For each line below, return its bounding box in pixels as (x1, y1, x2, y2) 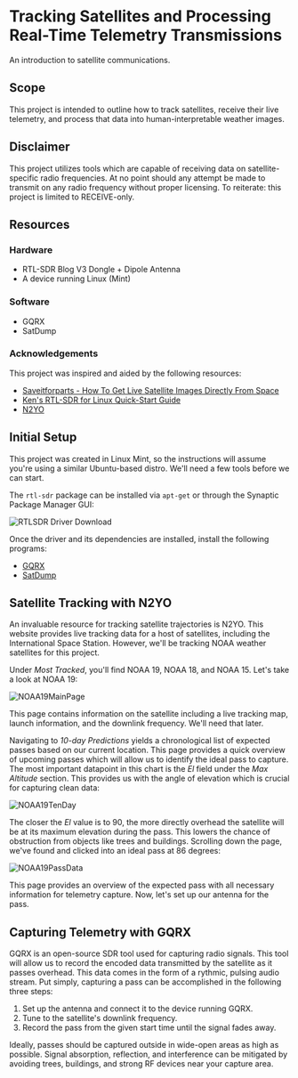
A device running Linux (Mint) (21, 273, 132, 284)
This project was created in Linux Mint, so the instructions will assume (9, 453, 267, 464)
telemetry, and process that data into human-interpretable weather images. (9, 113, 285, 124)
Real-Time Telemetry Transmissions (9, 25, 283, 45)
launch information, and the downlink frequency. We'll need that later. (9, 718, 264, 729)
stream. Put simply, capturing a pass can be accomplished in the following (9, 977, 282, 987)
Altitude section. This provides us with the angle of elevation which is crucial (9, 773, 290, 784)
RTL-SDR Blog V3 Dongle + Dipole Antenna (21, 264, 181, 275)
